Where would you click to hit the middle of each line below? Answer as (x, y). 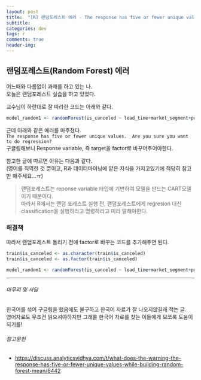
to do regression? (29, 141)
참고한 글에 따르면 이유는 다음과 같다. (49, 161)
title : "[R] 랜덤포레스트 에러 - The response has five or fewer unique (95, 17)
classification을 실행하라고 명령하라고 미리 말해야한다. (84, 211)
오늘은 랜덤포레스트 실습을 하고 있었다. (51, 94)
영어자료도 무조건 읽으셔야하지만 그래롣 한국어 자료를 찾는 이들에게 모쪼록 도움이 (100, 317)
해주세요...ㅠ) (28, 176)
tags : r (16, 34)
